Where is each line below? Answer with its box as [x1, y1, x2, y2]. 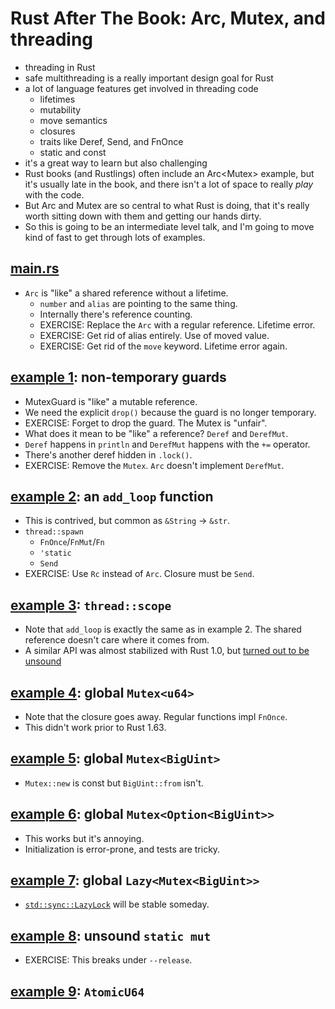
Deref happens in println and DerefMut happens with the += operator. [24, 438, 311, 450]
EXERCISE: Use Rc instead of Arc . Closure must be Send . [24, 568, 255, 580]
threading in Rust [24, 61, 96, 73]
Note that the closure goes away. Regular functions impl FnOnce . [24, 711, 288, 722]
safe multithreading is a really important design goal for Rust [24, 72, 274, 84]
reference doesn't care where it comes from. [24, 634, 210, 646]
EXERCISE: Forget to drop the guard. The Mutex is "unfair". [24, 417, 268, 429]
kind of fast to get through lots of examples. [24, 231, 206, 243]
